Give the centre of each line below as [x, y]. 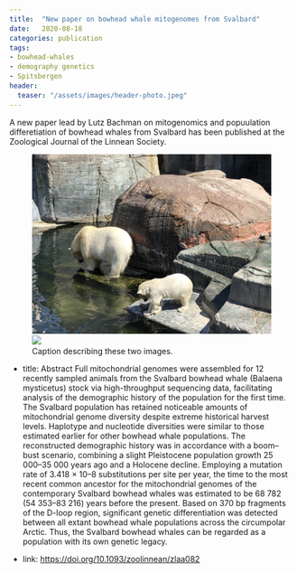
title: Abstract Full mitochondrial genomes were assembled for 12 [143, 368]
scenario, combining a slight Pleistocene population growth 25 [157, 455]
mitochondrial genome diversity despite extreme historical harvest [145, 417]
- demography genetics [52, 67]
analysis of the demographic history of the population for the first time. [154, 397]
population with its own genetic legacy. [95, 541]
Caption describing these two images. [102, 351]
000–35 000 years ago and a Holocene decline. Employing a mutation [152, 465]
